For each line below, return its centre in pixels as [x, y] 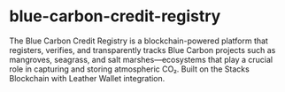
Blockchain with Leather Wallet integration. [87, 78]
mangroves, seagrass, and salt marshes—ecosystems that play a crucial [141, 59]
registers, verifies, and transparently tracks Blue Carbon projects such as [142, 50]
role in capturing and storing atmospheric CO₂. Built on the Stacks [129, 69]
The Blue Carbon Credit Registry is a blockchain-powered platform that [139, 41]
